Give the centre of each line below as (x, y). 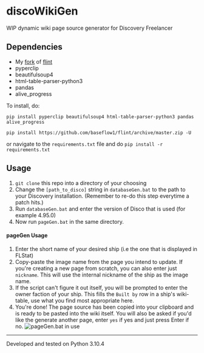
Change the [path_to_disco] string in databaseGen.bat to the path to (100, 189)
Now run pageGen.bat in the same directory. (70, 221)
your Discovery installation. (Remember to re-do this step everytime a (102, 196)
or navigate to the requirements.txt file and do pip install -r (84, 144)
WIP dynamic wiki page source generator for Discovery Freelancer (90, 28)
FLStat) (24, 255)
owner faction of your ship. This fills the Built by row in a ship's (95, 294)
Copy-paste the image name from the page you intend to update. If (99, 261)
